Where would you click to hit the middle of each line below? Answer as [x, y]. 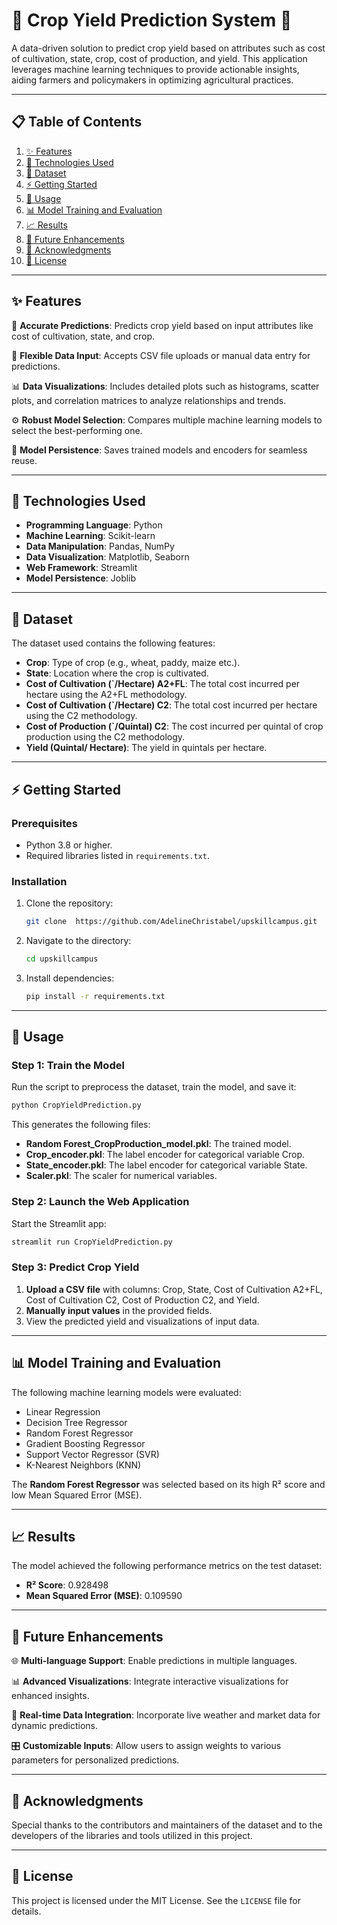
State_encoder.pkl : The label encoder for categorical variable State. [166, 1165]
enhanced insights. [50, 1696]
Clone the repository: [69, 903]
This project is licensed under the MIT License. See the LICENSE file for [156, 1900]
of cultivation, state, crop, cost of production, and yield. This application [159, 58]
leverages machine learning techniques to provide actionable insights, [155, 69]
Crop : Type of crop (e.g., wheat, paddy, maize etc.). [133, 663]
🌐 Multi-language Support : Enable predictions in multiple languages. [154, 1661]
